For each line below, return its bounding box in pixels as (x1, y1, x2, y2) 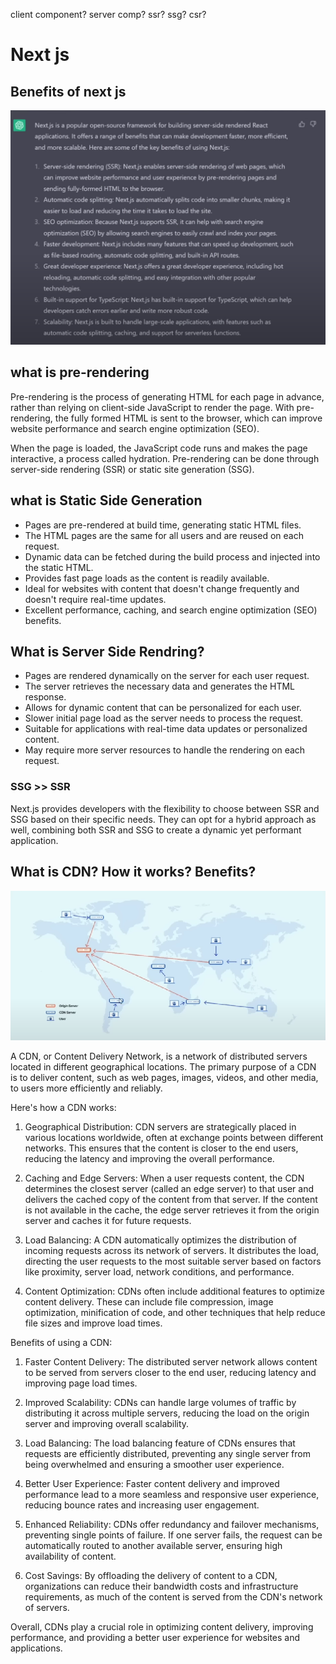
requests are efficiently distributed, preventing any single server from (24, 1448, 311, 1460)
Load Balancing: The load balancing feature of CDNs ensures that (24, 1437, 296, 1449)
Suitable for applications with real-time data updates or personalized (24, 723, 308, 735)
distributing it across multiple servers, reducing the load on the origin (24, 1407, 310, 1419)
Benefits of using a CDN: (10, 1337, 113, 1349)
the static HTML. (24, 561, 94, 573)
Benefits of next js (10, 83, 127, 100)
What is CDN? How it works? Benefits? (10, 864, 257, 881)
